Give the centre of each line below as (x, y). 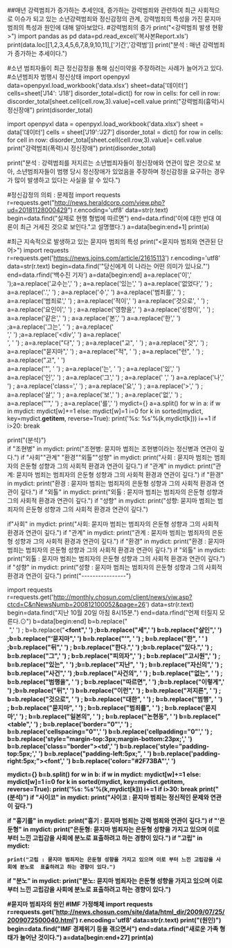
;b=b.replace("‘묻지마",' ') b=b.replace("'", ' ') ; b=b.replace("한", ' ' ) (108, 638)
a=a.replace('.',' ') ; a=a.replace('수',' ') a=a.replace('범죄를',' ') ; (96, 292)
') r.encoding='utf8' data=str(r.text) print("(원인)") (148, 920)
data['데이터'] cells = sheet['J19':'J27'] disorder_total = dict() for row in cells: (115, 132)
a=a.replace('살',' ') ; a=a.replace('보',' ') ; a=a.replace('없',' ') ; (95, 394)
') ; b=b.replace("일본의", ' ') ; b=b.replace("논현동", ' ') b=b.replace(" (120, 716)
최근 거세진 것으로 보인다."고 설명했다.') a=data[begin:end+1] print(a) (115, 227)
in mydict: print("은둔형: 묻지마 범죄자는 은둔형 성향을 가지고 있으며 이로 (121, 829)
